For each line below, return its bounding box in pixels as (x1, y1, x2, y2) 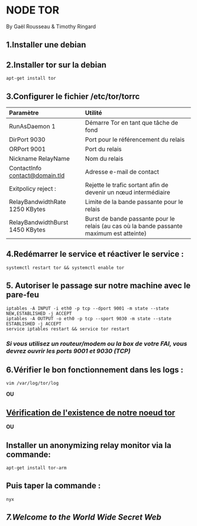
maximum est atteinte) (84, 229, 147, 237)
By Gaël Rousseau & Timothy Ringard (6, 23, 96, 30)
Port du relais (84, 145, 122, 153)
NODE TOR (6, 4, 60, 17)
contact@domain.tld (9, 171, 65, 179)
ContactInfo (9, 164, 42, 172)
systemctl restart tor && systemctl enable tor (6, 264, 125, 270)
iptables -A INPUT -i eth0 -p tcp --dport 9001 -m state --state (6, 306, 169, 311)
